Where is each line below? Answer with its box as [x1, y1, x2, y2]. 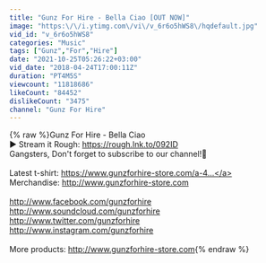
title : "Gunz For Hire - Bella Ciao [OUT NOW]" [9, 13, 191, 22]
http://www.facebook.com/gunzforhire [9, 197, 152, 207]
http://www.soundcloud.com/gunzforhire [9, 206, 161, 216]
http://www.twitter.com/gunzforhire [9, 215, 141, 226]
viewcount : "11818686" [9, 80, 94, 89]
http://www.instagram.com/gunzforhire [9, 225, 154, 236]
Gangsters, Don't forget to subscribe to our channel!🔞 [9, 149, 208, 160]
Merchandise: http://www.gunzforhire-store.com [9, 177, 190, 188]
